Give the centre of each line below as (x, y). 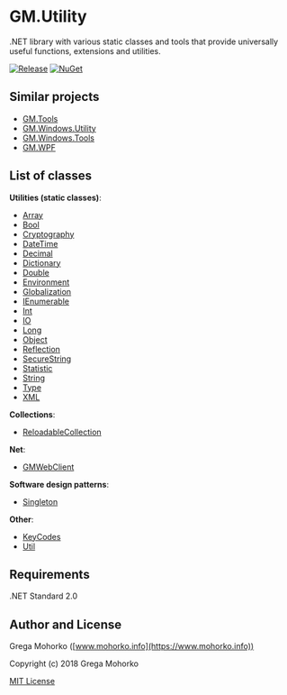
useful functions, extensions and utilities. (85, 50)
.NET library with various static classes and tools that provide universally (144, 41)
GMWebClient (48, 467)
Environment (46, 282)
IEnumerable (46, 301)
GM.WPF (39, 147)
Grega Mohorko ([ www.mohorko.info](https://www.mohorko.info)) (132, 646)
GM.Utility (48, 17)
